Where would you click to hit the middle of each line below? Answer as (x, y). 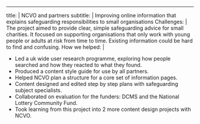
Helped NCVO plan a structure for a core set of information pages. (96, 77)
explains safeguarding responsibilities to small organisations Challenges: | (97, 22)
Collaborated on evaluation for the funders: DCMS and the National (97, 97)
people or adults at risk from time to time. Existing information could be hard (99, 41)
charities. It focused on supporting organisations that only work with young (98, 34)
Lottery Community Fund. (46, 103)
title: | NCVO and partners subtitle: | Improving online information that (91, 15)
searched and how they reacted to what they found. (78, 65)
